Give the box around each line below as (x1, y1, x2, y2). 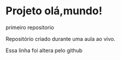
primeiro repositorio (5, 24, 54, 31)
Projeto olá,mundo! (5, 4, 103, 18)
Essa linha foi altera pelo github (5, 46, 83, 54)
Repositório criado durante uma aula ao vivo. (5, 35, 116, 42)
